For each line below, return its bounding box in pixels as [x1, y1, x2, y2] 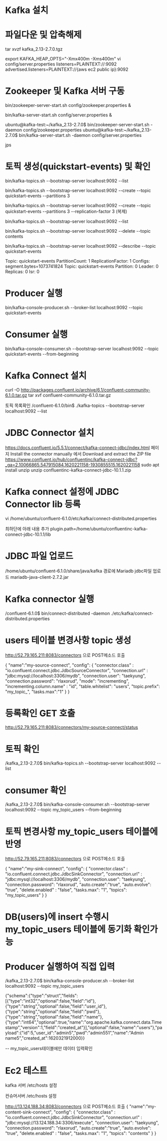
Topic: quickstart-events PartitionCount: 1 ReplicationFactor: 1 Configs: [5, 258, 151, 264]
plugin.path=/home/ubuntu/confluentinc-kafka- [50, 525, 148, 532]
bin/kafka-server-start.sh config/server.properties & [5, 112, 112, 118]
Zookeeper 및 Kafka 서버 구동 [5, 85, 125, 97]
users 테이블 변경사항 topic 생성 [5, 635, 132, 646]
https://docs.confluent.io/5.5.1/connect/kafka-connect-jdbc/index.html [5, 444, 150, 450]
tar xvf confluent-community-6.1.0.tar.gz [28, 392, 111, 398]
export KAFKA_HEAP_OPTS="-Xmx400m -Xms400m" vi [5, 56, 121, 62]
